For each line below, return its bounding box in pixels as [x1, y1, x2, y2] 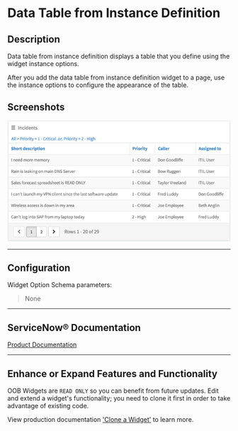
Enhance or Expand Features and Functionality [7, 367, 218, 380]
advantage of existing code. [7, 401, 89, 410]
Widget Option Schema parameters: [7, 281, 112, 289]
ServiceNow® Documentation [7, 321, 142, 334]
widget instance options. [7, 60, 79, 68]
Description [7, 33, 60, 45]
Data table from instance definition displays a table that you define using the [7, 52, 230, 60]
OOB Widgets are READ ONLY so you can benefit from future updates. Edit [7, 386, 220, 395]
